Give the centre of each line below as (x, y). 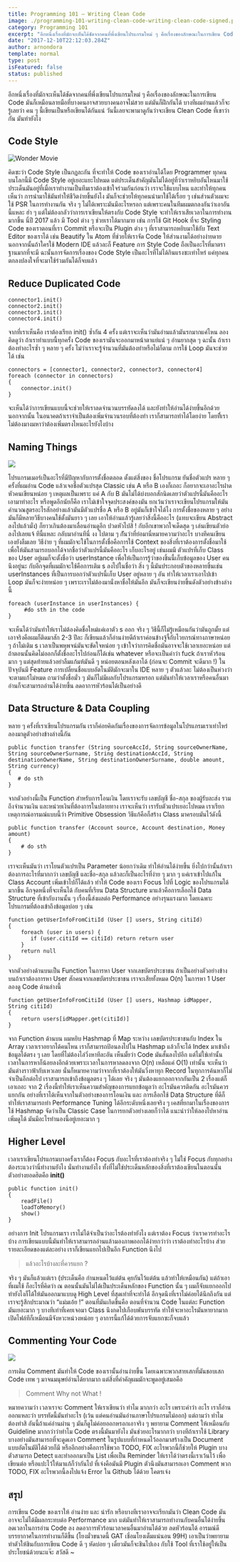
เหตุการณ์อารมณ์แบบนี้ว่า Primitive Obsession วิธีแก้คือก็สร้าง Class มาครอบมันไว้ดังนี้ (115, 814)
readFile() (37, 1201)
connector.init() (47, 389)
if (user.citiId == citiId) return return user (102, 938)
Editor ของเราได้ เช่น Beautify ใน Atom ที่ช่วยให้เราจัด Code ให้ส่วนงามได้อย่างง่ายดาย (115, 237)
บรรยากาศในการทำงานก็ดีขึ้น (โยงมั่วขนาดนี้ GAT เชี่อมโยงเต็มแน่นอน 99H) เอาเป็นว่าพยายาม (119, 1536)
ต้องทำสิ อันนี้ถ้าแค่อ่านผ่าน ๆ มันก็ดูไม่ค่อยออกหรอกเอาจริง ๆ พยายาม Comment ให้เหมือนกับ (119, 1423)
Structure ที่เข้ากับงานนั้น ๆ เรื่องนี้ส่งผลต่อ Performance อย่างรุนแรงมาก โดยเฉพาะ (110, 898)
